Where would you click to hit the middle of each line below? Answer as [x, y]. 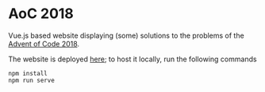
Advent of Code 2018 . [44, 43]
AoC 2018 [41, 14]
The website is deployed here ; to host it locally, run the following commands [132, 59]
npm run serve [32, 80]
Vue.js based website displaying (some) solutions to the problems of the [126, 35]
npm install [28, 73]
